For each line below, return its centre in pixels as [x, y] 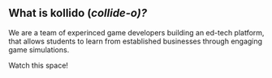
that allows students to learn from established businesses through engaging [135, 41]
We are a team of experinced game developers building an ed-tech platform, [136, 32]
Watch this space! [39, 65]
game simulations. [39, 49]
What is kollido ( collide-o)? [78, 13]
